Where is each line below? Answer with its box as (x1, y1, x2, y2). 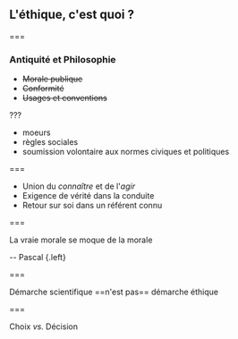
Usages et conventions (21, 93, 107, 104)
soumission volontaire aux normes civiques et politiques (21, 147, 230, 157)
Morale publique (21, 73, 83, 84)
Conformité (21, 83, 64, 94)
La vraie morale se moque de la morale (9, 234, 153, 245)
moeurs (21, 127, 51, 138)
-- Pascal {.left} (9, 252, 67, 263)
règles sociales (21, 137, 79, 148)
